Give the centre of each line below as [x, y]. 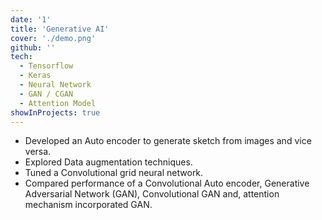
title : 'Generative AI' [60, 29]
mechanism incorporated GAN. [88, 205]
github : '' [33, 47]
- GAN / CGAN [46, 94]
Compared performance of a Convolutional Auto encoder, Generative [167, 183]
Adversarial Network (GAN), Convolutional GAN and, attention [152, 194]
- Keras [35, 76]
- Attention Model [58, 103]
